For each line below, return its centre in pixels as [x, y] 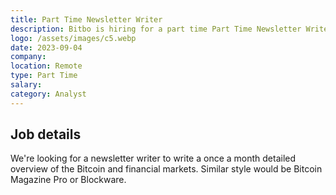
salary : [26, 85]
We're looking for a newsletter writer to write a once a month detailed [153, 158]
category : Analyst [48, 94]
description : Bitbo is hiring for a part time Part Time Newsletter [156, 29]
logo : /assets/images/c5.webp [73, 38]
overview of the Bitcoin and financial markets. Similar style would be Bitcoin [166, 169]
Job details [46, 134]
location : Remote [46, 66]
